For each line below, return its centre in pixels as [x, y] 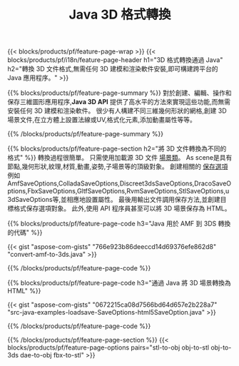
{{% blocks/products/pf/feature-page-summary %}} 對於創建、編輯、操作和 [119, 93]
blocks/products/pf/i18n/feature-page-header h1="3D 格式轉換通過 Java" [115, 60]
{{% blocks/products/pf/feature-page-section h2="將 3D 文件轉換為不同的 [117, 149]
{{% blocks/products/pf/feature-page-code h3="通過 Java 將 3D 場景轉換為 [119, 283]
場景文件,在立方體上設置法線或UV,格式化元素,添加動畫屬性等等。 [102, 120]
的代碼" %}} [25, 233]
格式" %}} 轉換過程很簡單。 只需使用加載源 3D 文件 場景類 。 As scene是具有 [120, 158]
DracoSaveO [213, 183]
